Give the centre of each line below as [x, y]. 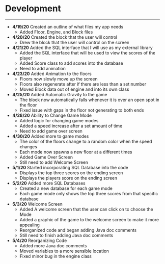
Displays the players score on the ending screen [68, 178]
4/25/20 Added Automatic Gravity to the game [60, 94]
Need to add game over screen [51, 131]
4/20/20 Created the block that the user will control [65, 37]
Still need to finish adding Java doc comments [66, 235]
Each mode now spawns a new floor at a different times [76, 152]
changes [28, 146]
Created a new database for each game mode [66, 188]
